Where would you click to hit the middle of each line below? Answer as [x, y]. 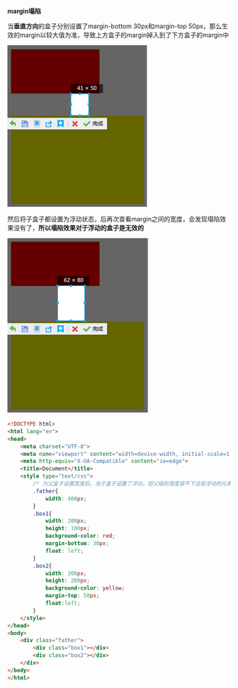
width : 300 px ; [66, 573]
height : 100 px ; [68, 529]
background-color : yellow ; [85, 588]
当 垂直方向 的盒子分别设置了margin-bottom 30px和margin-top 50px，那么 [115, 26]
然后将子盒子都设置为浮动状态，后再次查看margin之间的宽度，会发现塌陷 [114, 219]
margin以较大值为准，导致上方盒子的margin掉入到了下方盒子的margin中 [124, 35]
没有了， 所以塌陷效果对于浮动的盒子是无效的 [78, 228]
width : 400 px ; [66, 498]
